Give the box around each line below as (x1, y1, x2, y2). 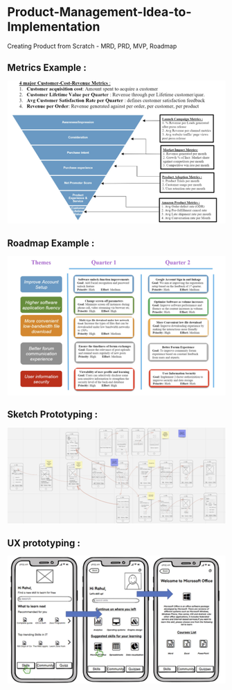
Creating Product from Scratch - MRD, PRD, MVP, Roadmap (7, 42, 177, 50)
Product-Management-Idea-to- (7, 4, 192, 20)
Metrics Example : (7, 62, 87, 74)
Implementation (7, 19, 100, 35)
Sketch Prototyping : (7, 408, 98, 420)
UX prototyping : (7, 537, 81, 549)
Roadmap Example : (7, 237, 95, 249)
